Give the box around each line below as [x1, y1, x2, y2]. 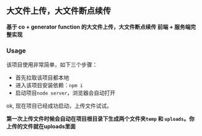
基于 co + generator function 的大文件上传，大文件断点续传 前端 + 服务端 [6, 23, 191, 30]
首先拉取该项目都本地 [15, 74, 69, 81]
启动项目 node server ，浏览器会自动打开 [15, 89, 116, 96]
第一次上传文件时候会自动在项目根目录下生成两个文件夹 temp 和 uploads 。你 [6, 115, 195, 123]
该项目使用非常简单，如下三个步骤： [6, 61, 98, 68]
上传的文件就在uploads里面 [6, 123, 76, 130]
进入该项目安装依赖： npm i [15, 82, 83, 89]
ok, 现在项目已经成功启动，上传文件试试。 [6, 102, 113, 110]
